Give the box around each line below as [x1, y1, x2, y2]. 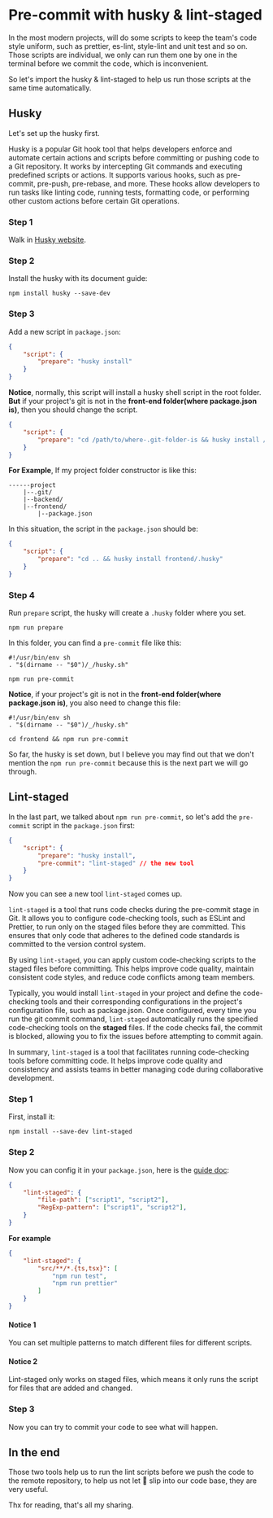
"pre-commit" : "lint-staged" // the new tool [37, 859, 195, 867]
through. [8, 767, 37, 777]
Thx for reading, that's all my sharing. [8, 1500, 134, 1510]
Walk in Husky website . [8, 235, 87, 245]
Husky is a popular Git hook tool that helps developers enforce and [8, 144, 232, 154]
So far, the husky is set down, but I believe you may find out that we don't [8, 749, 254, 759]
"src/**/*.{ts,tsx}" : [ [37, 1264, 118, 1272]
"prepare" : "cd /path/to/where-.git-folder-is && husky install [37, 436, 260, 444]
